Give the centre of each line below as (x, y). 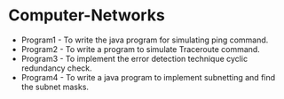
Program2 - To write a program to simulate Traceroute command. (141, 49)
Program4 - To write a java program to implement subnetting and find (148, 77)
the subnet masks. (55, 87)
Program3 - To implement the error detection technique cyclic (134, 58)
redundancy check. (56, 68)
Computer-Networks (87, 15)
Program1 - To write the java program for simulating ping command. (145, 40)
